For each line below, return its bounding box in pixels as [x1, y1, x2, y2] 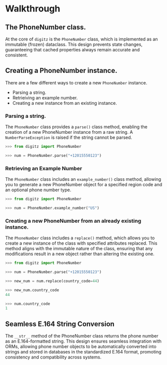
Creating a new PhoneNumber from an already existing [5, 217, 141, 224]
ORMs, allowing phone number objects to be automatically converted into [5, 344, 156, 350]
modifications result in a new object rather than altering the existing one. [5, 251, 154, 257]
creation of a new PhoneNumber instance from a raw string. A [5, 129, 133, 135]
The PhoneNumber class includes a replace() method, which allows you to [5, 235, 155, 241]
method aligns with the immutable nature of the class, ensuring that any [5, 246, 153, 252]
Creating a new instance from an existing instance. [12, 100, 117, 106]
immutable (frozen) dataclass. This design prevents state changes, [5, 41, 142, 47]
